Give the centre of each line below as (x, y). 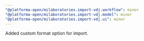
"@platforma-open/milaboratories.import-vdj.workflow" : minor (72, 10)
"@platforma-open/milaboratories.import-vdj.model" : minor (69, 14)
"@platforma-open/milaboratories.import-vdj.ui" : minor (65, 19)
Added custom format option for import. (47, 33)
